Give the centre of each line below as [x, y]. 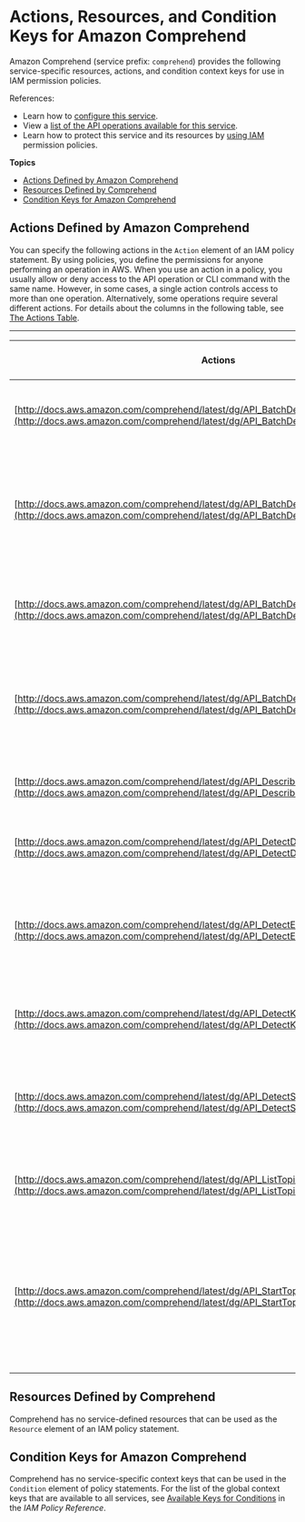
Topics [23, 162]
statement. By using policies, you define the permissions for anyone [136, 259]
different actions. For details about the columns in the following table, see [147, 307]
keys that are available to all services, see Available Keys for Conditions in [148, 1498]
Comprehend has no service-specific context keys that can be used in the [148, 1479]
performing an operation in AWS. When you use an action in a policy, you [146, 269]
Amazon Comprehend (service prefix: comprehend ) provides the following [145, 61]
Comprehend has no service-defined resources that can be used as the [143, 1419]
